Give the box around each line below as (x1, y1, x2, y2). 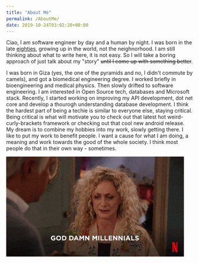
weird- (167, 113, 184, 121)
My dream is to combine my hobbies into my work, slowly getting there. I (6, 126, 184, 133)
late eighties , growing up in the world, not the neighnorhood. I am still (6, 45, 175, 53)
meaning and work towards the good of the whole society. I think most (6, 139, 178, 146)
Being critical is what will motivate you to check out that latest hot (6, 113, 166, 121)
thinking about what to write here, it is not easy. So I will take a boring (6, 52, 176, 59)
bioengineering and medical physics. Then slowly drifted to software (6, 82, 174, 89)
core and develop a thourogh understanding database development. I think (6, 101, 189, 108)
